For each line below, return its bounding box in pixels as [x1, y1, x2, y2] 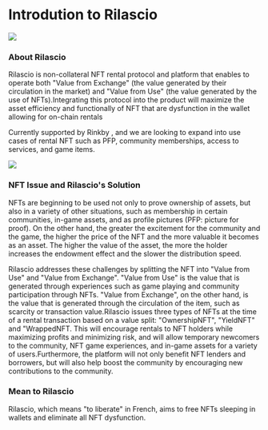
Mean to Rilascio [8, 386, 74, 397]
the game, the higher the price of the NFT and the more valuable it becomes [8, 232, 259, 241]
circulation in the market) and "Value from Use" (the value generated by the [8, 86, 258, 97]
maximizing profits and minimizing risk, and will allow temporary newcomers [8, 332, 260, 341]
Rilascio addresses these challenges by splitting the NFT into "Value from [8, 264, 250, 273]
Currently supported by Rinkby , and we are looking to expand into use [8, 128, 242, 137]
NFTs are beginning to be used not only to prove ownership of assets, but [8, 197, 251, 207]
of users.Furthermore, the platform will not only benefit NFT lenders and [8, 349, 246, 359]
